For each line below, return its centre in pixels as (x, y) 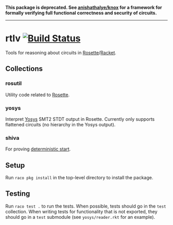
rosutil (14, 83)
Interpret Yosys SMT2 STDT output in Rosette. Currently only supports (80, 119)
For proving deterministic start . (38, 149)
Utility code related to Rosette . (38, 95)
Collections (24, 69)
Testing (18, 194)
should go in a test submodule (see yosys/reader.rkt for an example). (80, 217)
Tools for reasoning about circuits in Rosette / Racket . (61, 52)
